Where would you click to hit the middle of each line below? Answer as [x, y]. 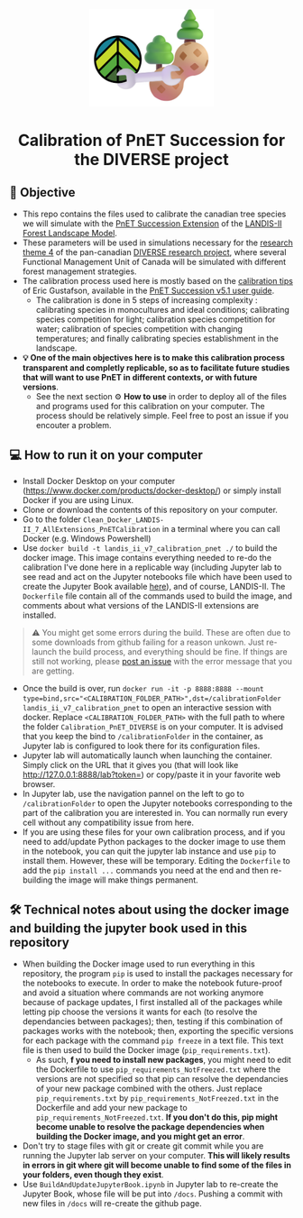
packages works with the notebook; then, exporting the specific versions [158, 1031]
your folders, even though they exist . [93, 1175]
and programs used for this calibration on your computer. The [150, 407]
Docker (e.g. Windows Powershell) [87, 539]
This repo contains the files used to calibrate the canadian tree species [154, 214]
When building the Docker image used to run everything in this [138, 964]
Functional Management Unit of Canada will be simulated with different [154, 262]
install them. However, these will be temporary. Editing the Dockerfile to [156, 861]
